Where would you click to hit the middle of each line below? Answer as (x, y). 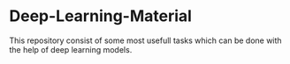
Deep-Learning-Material (101, 16)
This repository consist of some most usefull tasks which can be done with (145, 40)
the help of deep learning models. (71, 49)
